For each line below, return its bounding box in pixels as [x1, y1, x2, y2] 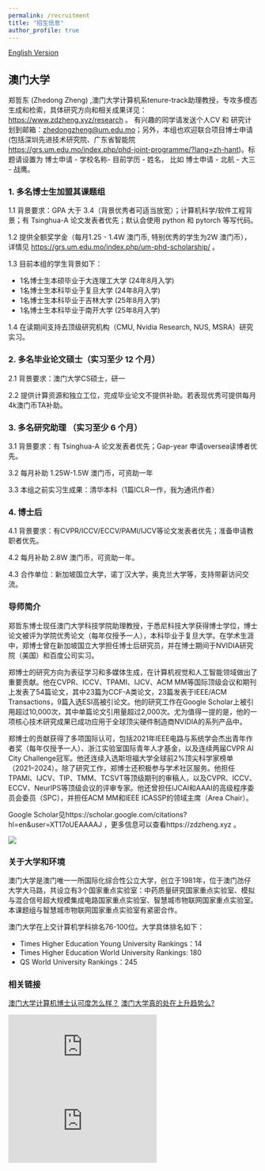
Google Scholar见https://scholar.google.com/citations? [8, 809, 187, 819]
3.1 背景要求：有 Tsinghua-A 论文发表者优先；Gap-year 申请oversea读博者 [8, 441, 251, 451]
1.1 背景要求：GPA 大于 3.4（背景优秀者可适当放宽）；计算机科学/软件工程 [8, 206, 246, 215]
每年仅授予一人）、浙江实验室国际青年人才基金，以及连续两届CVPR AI [28, 743, 255, 752]
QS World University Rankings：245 [19, 957, 138, 966]
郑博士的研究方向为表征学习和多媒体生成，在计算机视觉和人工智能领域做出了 [8, 667, 258, 676]
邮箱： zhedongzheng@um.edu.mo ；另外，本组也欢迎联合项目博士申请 [21, 125, 253, 135]
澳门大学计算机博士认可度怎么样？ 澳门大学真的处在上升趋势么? [8, 999, 215, 1008]
